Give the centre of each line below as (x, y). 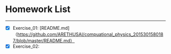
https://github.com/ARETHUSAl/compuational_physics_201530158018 (90, 34)
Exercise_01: (25, 28)
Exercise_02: (26, 46)
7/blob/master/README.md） (44, 41)
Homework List (38, 9)
